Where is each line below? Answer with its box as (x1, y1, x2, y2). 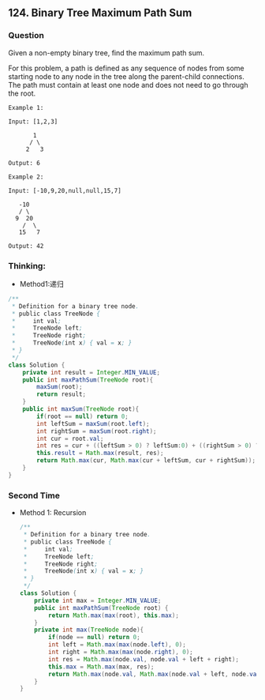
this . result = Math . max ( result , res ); (36, 450, 164, 457)
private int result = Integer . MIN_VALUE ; (22, 368, 160, 376)
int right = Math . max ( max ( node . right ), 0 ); (48, 648, 193, 657)
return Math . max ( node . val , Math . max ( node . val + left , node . (48, 670, 250, 678)
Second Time (8, 490, 61, 501)
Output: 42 (8, 242, 44, 250)
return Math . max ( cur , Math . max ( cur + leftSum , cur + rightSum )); (36, 457, 256, 465)
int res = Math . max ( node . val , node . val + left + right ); (48, 655, 239, 663)
